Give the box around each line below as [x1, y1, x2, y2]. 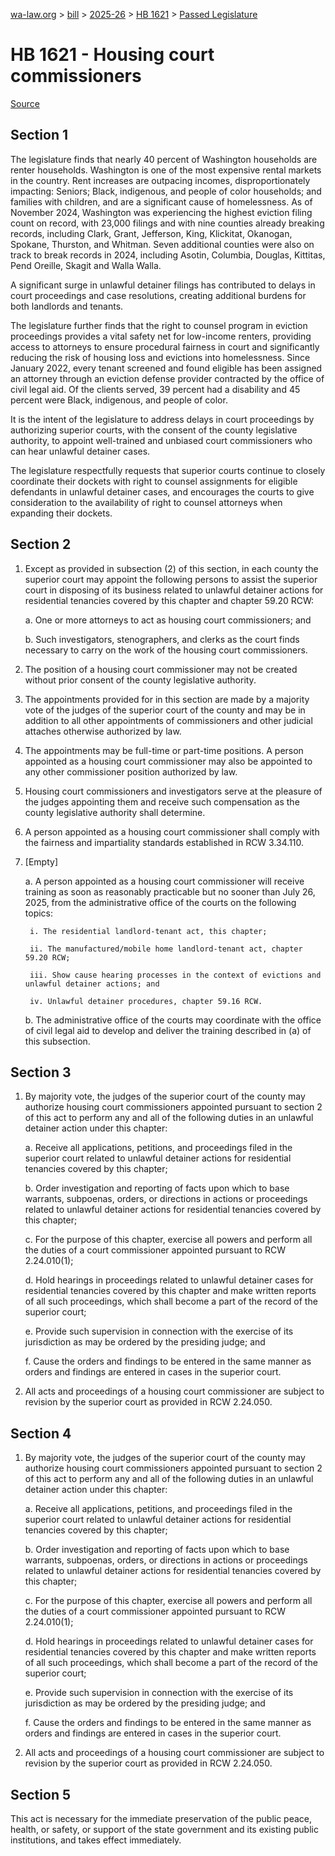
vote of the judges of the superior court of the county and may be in [24, 704, 306, 716]
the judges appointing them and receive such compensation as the [24, 795, 300, 808]
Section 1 [10, 127, 68, 144]
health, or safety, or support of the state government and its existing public [10, 1824, 319, 1835]
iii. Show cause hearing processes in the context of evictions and [29, 970, 322, 980]
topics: [24, 907, 54, 919]
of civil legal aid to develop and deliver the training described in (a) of [24, 1024, 312, 1036]
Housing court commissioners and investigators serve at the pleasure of [24, 785, 323, 797]
